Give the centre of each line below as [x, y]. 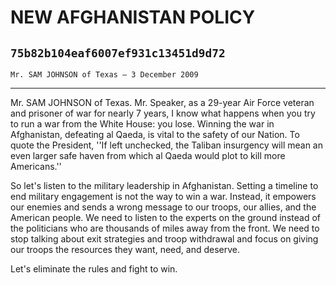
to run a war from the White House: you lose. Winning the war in [142, 124]
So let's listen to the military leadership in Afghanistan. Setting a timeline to [164, 185]
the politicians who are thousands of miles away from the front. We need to [165, 228]
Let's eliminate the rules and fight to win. [94, 269]
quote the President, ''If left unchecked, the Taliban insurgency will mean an [166, 145]
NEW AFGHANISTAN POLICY [133, 17]
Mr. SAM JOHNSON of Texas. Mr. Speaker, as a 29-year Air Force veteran [162, 102]
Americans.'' [36, 166]
